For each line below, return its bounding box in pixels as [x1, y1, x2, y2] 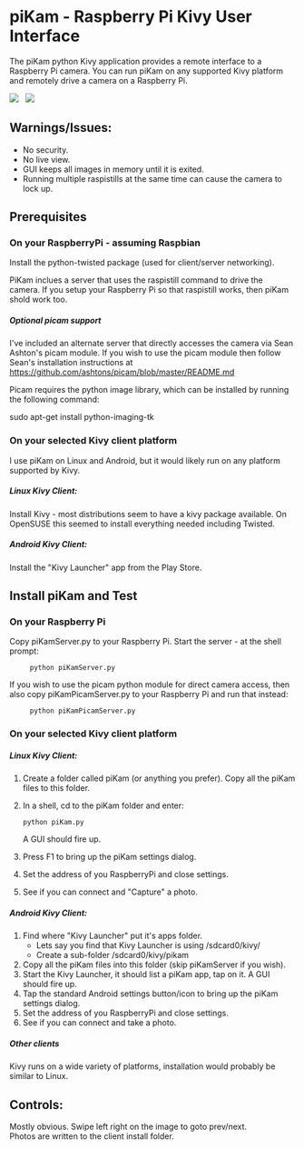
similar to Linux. [9, 1071, 69, 1082]
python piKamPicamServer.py [29, 706, 136, 715]
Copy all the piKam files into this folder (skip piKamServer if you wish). [22, 959, 286, 970]
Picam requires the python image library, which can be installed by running [9, 385, 289, 395]
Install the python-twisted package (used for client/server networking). [9, 257, 275, 268]
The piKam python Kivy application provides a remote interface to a [9, 55, 262, 66]
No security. [22, 144, 69, 155]
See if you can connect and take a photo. [22, 1017, 177, 1028]
